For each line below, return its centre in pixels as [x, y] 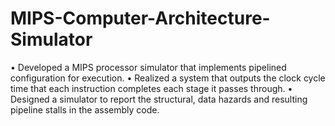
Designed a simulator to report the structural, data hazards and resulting [159, 99]
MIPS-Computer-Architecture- [140, 18]
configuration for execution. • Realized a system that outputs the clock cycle [168, 78]
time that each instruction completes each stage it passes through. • [151, 88]
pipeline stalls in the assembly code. [85, 109]
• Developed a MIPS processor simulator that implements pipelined [148, 67]
